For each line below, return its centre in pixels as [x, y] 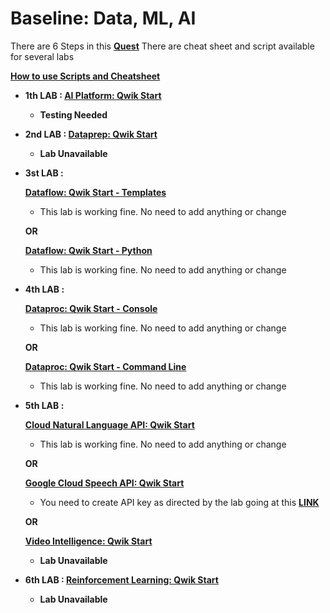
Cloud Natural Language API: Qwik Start [109, 424]
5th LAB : [44, 405]
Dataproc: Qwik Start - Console [91, 308]
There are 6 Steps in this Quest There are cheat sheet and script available [162, 46]
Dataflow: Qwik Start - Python [88, 250]
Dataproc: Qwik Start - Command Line [105, 366]
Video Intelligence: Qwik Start [88, 541]
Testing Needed [73, 114]
